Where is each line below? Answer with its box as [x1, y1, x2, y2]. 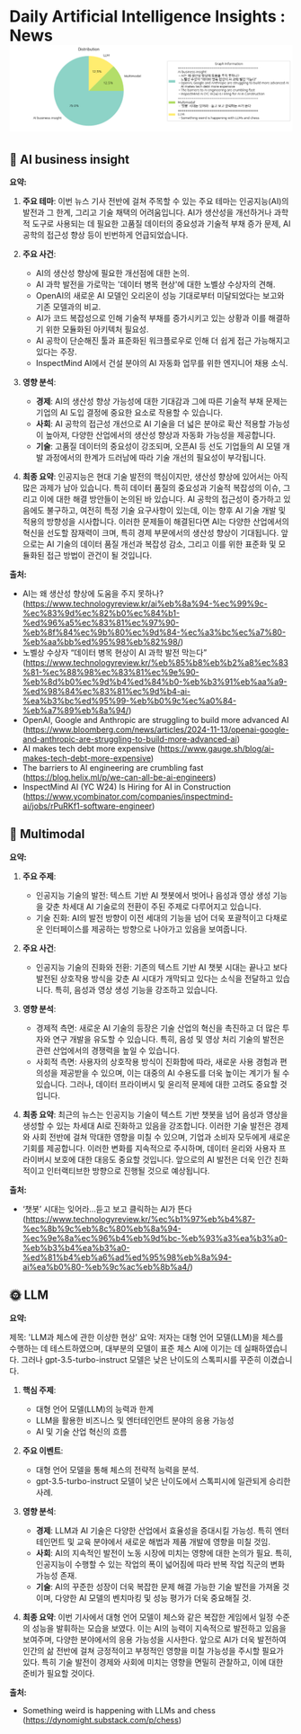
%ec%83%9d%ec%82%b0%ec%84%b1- [22, 608, 181, 619]
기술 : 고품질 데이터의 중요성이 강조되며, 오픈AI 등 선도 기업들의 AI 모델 [35, 441, 281, 451]
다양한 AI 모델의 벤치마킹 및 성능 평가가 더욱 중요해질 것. [55, 1592, 252, 1603]
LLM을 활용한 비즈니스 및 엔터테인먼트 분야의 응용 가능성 [35, 1415, 235, 1426]
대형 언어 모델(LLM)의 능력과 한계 [35, 1403, 155, 1414]
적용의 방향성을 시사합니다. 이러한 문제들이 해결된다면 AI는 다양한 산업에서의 [22, 516, 289, 527]
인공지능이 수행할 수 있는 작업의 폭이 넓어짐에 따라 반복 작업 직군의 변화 [35, 1559, 286, 1569]
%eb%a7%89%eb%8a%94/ [22, 705, 129, 716]
